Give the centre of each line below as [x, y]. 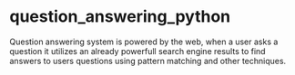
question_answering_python [120, 17]
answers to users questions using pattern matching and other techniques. [148, 61]
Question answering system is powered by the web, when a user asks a [144, 42]
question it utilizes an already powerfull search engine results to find [137, 51]
